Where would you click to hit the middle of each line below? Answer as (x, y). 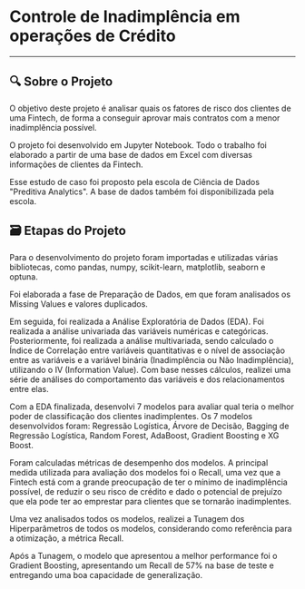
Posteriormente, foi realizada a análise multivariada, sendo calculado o (142, 340)
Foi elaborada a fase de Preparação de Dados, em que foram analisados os (150, 294)
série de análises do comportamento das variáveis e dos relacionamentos (147, 379)
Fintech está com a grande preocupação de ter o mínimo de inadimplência (148, 482)
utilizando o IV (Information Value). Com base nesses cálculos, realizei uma (150, 369)
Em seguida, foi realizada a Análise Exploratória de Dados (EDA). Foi (137, 321)
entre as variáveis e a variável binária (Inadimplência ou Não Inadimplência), (152, 359)
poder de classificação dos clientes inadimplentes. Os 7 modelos (131, 416)
